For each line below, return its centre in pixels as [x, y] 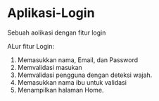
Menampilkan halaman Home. [61, 90]
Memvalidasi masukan [50, 67]
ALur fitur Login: [31, 46]
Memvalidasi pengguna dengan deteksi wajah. [85, 75]
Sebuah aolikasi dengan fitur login [57, 32]
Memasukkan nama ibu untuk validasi [72, 82]
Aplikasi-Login [51, 13]
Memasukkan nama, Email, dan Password [78, 60]
